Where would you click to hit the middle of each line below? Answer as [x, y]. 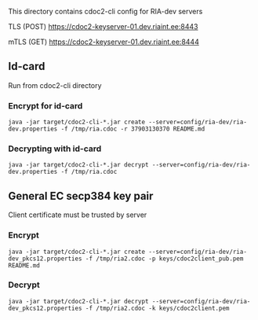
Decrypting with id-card [55, 149]
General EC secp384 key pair [81, 196]
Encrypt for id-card [45, 105]
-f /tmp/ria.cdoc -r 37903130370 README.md [133, 129]
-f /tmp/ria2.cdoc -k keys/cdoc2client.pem [157, 308]
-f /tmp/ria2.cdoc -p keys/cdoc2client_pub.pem [164, 259]
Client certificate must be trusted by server [78, 215]
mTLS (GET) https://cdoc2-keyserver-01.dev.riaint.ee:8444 [104, 42]
